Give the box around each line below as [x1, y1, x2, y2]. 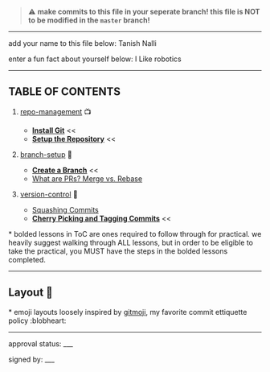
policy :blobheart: [8, 316, 67, 325]
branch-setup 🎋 [19, 149, 72, 159]
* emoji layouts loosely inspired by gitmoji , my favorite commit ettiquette [8, 307, 247, 316]
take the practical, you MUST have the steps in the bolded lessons [8, 246, 228, 256]
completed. [8, 254, 46, 264]
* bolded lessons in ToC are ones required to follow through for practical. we [8, 229, 262, 238]
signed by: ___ [8, 354, 55, 364]
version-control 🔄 [19, 189, 78, 199]
